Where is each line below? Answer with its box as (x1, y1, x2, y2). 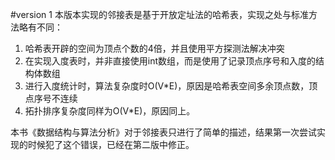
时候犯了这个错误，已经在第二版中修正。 (27, 139, 195, 150)
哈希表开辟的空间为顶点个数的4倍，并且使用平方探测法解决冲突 (24, 43, 285, 54)
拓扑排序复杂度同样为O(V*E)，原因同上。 (24, 105, 196, 117)
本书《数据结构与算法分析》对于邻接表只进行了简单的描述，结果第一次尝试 (10, 126, 317, 138)
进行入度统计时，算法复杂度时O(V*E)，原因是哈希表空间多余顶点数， (24, 80, 310, 92)
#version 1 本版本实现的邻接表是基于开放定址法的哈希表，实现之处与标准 (10, 9, 309, 20)
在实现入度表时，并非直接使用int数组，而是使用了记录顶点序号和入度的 (24, 55, 317, 67)
